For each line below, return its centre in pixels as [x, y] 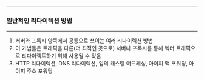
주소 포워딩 [39, 71]
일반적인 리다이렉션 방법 [39, 21]
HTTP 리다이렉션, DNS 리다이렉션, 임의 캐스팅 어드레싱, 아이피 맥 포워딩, [101, 64]
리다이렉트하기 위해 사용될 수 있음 [61, 56]
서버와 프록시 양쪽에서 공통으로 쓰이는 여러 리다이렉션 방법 [84, 41]
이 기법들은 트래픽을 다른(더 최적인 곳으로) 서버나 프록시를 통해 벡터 [95, 48]
